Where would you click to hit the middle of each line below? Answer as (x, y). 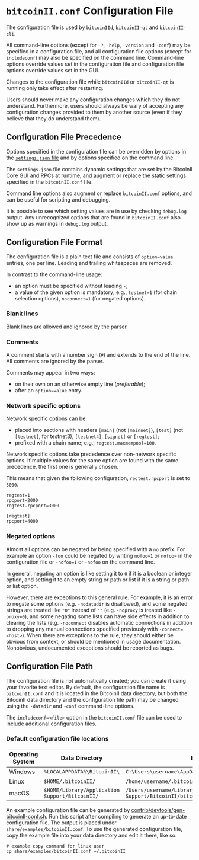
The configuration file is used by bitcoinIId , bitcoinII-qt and (82, 27)
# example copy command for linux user (55, 846)
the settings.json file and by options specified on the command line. (90, 158)
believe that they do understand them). (54, 118)
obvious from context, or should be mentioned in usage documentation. (94, 641)
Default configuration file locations (57, 739)
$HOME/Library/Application (82, 790)
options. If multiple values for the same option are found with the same (92, 461)
